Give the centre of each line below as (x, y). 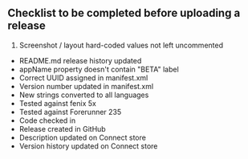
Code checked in (47, 120)
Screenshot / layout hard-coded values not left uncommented (121, 45)
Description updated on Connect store (82, 137)
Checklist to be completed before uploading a (124, 13)
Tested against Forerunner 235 (70, 112)
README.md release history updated (80, 60)
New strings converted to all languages (84, 95)
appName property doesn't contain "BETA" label (99, 69)
